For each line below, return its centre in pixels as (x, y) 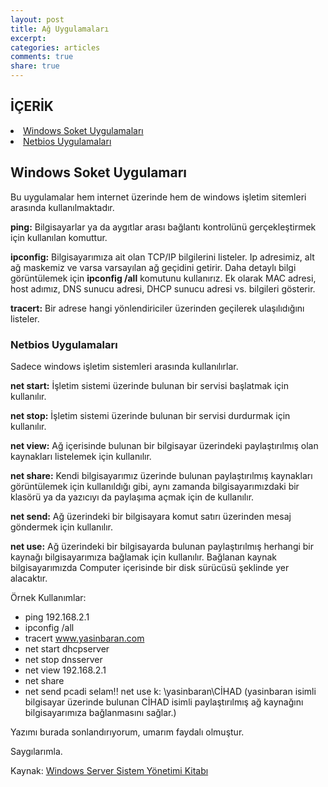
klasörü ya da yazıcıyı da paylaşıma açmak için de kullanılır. (132, 497)
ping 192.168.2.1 (57, 617)
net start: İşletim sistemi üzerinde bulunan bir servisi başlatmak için (149, 385)
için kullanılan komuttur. (59, 237)
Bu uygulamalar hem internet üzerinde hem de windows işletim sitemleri (158, 197)
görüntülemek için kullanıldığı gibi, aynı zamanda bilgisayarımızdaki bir (155, 486)
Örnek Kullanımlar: (48, 597)
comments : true (42, 57)
